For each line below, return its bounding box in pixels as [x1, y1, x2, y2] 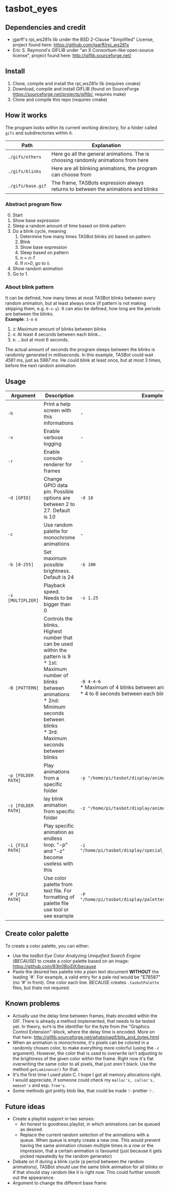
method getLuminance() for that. [12, 1066, 79, 1072]
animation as [43, 829, 74, 836]
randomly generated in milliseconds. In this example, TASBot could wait [5, 352, 153, 358]
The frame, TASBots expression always [51, 179, 144, 186]
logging [43, 440, 62, 447]
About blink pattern [5, 283, 54, 290]
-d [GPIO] [8, 495, 31, 501]
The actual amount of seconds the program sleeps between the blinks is [5, 346, 155, 353]
